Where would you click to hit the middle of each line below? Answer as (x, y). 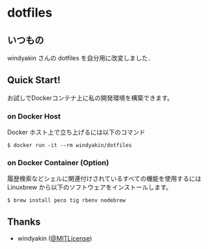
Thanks (24, 222)
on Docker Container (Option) (58, 163)
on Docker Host (34, 116)
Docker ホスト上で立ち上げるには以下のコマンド (77, 132)
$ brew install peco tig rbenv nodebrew (67, 200)
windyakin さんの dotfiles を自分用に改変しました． (81, 58)
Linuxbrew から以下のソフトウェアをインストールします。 (90, 187)
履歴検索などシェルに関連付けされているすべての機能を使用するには (104, 179)
